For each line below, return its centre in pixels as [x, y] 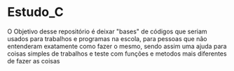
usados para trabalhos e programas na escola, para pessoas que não [107, 38]
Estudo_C [36, 12]
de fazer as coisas [34, 61]
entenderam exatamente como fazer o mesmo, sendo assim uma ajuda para [117, 46]
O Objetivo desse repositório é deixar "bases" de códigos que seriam [108, 31]
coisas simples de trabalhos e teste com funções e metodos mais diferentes [117, 54]
